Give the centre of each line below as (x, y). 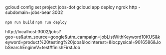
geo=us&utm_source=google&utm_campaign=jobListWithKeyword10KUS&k (83, 37)
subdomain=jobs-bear (28, 12)
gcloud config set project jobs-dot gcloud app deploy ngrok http (71, 7)
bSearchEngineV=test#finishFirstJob (43, 47)
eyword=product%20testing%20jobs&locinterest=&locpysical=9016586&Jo (83, 42)
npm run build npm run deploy (36, 22)
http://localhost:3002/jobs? (33, 31)
